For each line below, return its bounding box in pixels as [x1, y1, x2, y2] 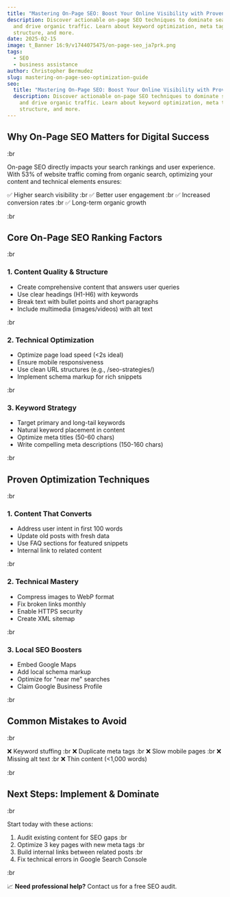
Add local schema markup [16, 667, 91, 676]
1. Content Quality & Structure [7, 267, 108, 277]
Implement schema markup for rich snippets [16, 372, 142, 381]
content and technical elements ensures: [7, 177, 122, 185]
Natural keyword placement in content [16, 426, 125, 434]
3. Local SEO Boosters [7, 644, 82, 654]
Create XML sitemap [16, 614, 75, 622]
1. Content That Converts [7, 509, 92, 518]
